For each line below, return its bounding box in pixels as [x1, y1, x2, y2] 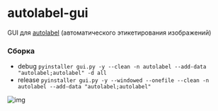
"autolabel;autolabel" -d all [17, 69, 108, 77]
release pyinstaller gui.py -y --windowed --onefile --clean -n [17, 76, 210, 84]
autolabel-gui [7, 5, 88, 21]
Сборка [7, 46, 35, 56]
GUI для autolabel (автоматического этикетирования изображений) [7, 28, 212, 37]
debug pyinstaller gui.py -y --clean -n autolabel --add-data [17, 62, 207, 71]
